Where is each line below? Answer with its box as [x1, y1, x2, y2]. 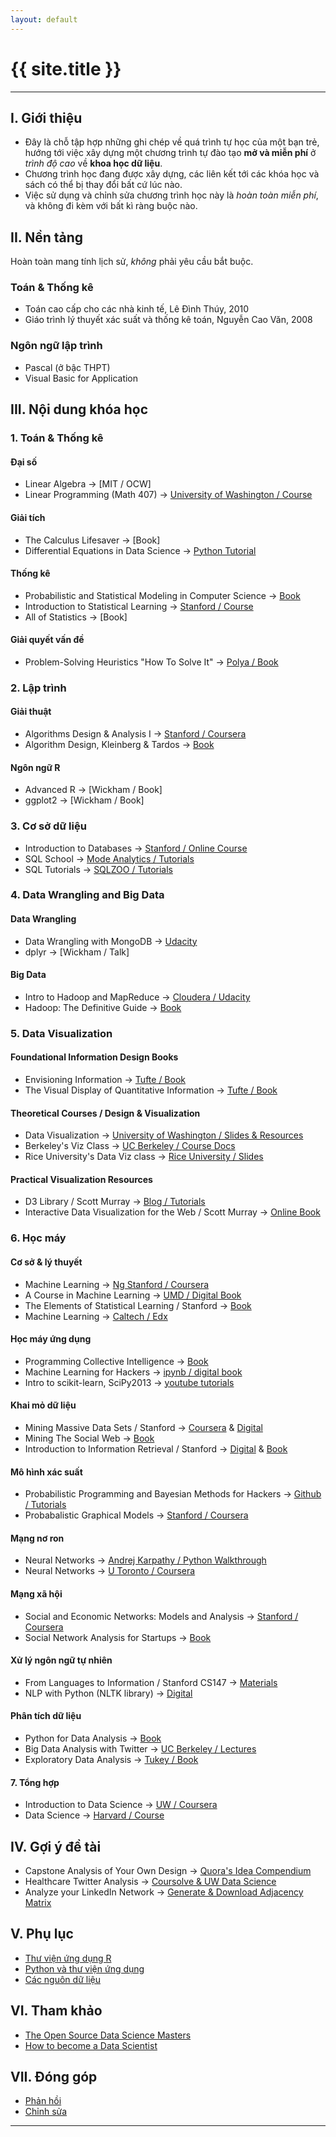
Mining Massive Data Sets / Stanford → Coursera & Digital [24, 1421, 263, 1433]
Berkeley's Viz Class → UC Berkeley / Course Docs [24, 1140, 236, 1152]
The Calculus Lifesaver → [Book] [24, 534, 161, 546]
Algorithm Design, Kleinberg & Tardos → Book [24, 739, 215, 751]
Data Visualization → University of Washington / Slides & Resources [24, 1129, 304, 1141]
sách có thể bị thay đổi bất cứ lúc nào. [24, 179, 183, 191]
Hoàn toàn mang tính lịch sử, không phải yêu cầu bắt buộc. [10, 256, 254, 268]
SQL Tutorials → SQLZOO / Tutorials [24, 863, 173, 875]
